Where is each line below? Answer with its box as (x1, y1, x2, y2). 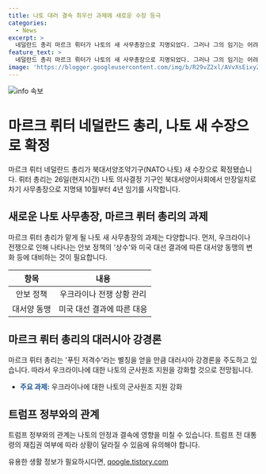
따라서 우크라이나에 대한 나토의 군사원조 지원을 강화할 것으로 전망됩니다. (31, 365, 253, 375)
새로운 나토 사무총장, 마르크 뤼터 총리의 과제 (8, 210, 208, 223)
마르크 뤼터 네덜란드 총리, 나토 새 (8, 117, 208, 135)
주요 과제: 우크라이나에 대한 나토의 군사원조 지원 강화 (19, 382, 183, 391)
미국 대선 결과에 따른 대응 (58, 303, 148, 314)
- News (15, 26, 37, 34)
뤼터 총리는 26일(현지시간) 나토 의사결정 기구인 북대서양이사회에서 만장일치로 (18, 174, 256, 183)
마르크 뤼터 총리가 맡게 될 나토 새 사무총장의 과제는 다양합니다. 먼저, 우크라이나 (8, 232, 251, 242)
